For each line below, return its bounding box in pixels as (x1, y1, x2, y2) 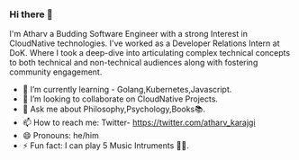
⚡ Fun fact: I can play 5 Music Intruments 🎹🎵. (22, 140, 189, 151)
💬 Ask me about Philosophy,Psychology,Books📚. (22, 103, 205, 115)
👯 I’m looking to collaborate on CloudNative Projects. (22, 93, 219, 104)
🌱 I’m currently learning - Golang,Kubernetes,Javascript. (22, 84, 232, 95)
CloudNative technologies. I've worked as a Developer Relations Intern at (9, 38, 280, 49)
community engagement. (9, 67, 103, 77)
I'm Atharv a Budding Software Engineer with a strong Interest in (9, 29, 248, 40)
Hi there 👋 (9, 8, 54, 21)
